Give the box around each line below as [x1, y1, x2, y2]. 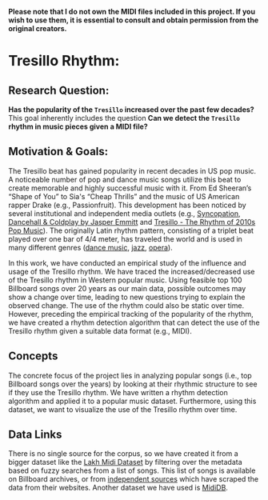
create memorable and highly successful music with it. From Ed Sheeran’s [8, 183, 252, 193]
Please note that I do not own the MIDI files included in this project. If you [8, 7, 256, 16]
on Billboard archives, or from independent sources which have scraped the [8, 474, 258, 484]
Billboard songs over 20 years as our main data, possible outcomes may [8, 283, 246, 293]
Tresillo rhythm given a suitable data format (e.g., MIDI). [8, 326, 192, 335]
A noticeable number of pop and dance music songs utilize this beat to [8, 174, 242, 184]
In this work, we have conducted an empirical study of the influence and [8, 258, 246, 267]
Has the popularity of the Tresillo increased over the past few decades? [8, 105, 254, 114]
